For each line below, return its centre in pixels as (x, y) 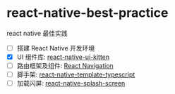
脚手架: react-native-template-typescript (76, 74)
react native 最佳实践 (37, 33)
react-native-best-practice (87, 13)
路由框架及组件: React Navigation (65, 66)
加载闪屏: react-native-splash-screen (71, 83)
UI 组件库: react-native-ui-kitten (63, 57)
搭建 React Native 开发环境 (56, 48)
